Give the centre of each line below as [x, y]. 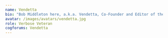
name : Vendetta [21, 10]
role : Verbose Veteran [29, 23]
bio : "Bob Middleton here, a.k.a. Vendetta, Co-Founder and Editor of [80, 14]
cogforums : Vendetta [27, 28]
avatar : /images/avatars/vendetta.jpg [45, 19]
